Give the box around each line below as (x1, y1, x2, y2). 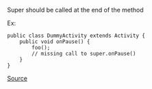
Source (7, 75, 27, 82)
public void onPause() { (19, 38, 90, 45)
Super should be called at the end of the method (7, 6, 144, 14)
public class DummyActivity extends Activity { (7, 32, 146, 39)
